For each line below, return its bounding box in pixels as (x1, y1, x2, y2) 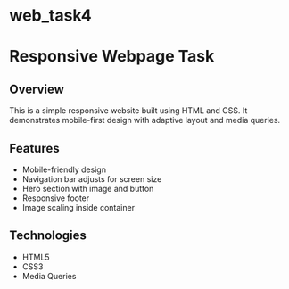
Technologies (9, 228, 87, 244)
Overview (9, 81, 65, 96)
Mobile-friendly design (21, 164, 107, 175)
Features (9, 140, 60, 156)
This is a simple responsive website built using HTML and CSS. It (9, 105, 248, 116)
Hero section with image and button (21, 184, 154, 194)
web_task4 (9, 5, 92, 26)
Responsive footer (21, 193, 90, 203)
